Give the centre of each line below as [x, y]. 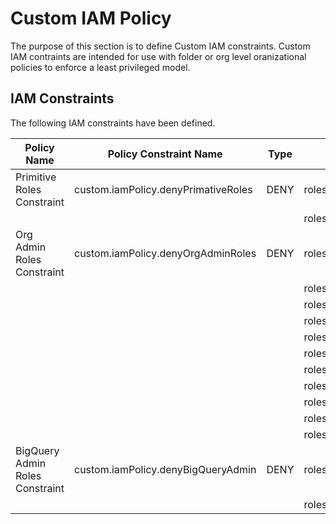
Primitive [36, 177]
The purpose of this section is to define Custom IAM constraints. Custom [160, 46]
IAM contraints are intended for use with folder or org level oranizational [158, 56]
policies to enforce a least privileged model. [100, 67]
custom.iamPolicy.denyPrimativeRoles [163, 189]
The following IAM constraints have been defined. [113, 123]
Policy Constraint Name [165, 154]
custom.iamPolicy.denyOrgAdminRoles [165, 253]
